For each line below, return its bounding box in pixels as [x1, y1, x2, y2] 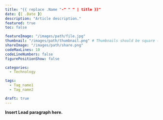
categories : [5, 65, 29, 70]
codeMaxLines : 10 [5, 47, 40, 52]
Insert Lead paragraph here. [5, 109, 63, 115]
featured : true [5, 20, 36, 26]
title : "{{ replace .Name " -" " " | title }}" [5, 7, 101, 12]
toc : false [5, 25, 27, 30]
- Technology [9, 70, 36, 75]
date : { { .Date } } [5, 12, 42, 16]
